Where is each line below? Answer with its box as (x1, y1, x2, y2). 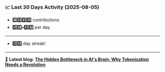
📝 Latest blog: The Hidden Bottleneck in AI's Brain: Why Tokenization (5, 56, 149, 62)
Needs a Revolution (5, 62, 46, 68)
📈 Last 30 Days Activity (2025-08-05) (5, 3, 100, 10)
